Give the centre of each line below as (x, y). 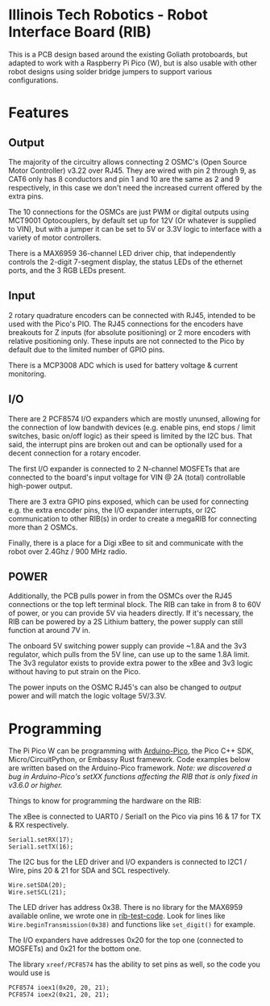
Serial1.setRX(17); (41, 840)
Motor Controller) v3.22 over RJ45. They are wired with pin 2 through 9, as (132, 170)
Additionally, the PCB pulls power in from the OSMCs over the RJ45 (120, 596)
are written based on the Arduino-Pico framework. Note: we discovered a (130, 768)
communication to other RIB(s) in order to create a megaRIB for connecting (133, 518)
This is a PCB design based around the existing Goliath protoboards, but (128, 54)
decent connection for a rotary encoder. (75, 453)
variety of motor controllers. (55, 237)
